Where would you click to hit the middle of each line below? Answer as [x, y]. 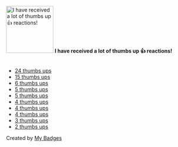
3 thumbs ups [31, 120]
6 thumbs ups [31, 83]
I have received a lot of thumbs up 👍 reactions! [113, 51]
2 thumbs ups [31, 127]
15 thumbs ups [32, 77]
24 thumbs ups [33, 71]
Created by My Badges [34, 138]
